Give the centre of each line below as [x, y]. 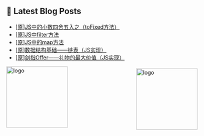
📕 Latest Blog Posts [44, 11]
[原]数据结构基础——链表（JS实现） [61, 50]
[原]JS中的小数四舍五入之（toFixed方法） [67, 27]
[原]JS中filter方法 [37, 34]
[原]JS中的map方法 [40, 42]
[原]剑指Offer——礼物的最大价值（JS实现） [70, 57]
